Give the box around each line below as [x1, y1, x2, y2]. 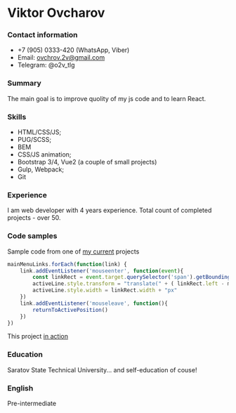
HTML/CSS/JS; [17, 128, 62, 136]
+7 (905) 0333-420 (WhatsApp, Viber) [17, 46, 130, 54]
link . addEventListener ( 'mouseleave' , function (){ [20, 300, 169, 307]
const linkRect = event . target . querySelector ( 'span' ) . [32, 274, 197, 281]
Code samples [7, 231, 58, 241]
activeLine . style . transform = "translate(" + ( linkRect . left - [32, 280, 225, 287]
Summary [7, 79, 42, 88]
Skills [7, 112, 27, 122]
